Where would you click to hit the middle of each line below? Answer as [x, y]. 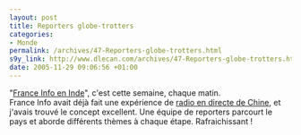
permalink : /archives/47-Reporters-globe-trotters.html [116, 51]
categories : [31, 34]
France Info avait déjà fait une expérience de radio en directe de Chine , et [145, 102]
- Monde [24, 42]
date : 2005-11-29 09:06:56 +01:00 [74, 68]
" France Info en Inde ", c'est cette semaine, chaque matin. [115, 93]
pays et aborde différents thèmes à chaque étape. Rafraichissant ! [131, 121]
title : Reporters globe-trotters [72, 26]
